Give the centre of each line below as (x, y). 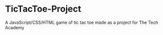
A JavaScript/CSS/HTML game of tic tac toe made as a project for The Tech (81, 22)
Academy (15, 27)
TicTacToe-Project (43, 9)
